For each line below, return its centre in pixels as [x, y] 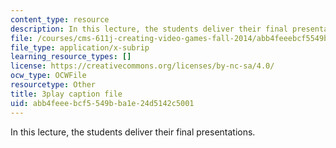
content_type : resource [60, 19]
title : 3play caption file [66, 94]
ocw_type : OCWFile [48, 76]
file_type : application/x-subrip [80, 47]
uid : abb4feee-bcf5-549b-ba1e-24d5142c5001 [102, 103]
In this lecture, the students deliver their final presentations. [133, 132]
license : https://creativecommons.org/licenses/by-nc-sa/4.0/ [142, 66]
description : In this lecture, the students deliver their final [149, 29]
